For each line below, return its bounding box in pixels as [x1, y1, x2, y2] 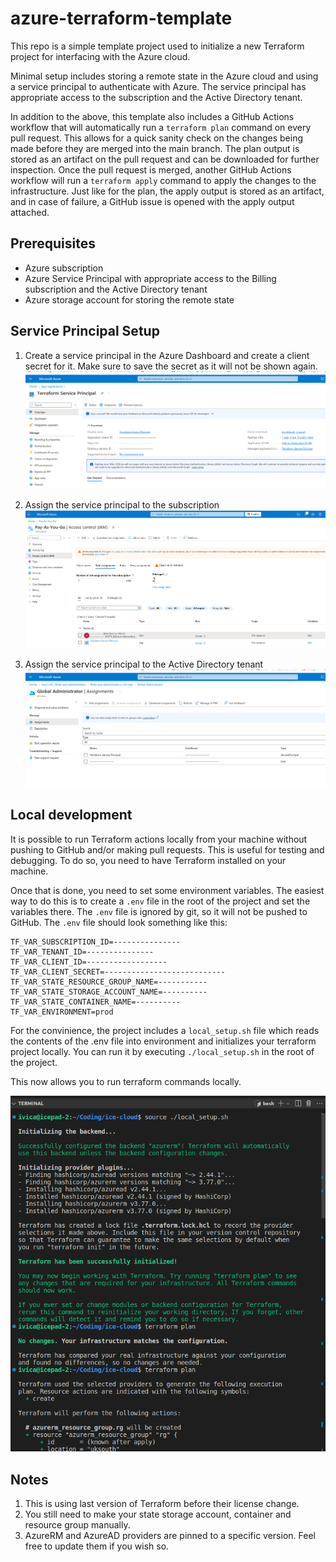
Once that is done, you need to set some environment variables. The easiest [10, 884, 325, 896]
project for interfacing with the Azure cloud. [10, 50, 191, 62]
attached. [10, 206, 50, 218]
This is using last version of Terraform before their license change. [24, 1498, 300, 1510]
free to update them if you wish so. [24, 1540, 170, 1552]
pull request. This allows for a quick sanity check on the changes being [10, 132, 304, 144]
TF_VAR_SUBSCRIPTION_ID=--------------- [10, 937, 182, 947]
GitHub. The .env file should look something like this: [10, 916, 228, 928]
